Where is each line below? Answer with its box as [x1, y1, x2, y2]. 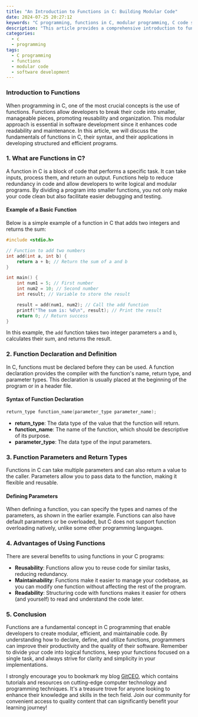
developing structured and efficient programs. [6, 139, 118, 146]
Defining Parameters [6, 492, 58, 499]
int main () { [6, 275, 38, 281]
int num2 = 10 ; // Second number [16, 286, 99, 292]
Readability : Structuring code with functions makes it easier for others [14, 589, 187, 596]
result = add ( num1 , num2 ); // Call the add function [16, 302, 149, 307]
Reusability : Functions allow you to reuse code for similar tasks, [14, 564, 171, 571]
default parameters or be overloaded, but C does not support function [6, 518, 176, 525]
